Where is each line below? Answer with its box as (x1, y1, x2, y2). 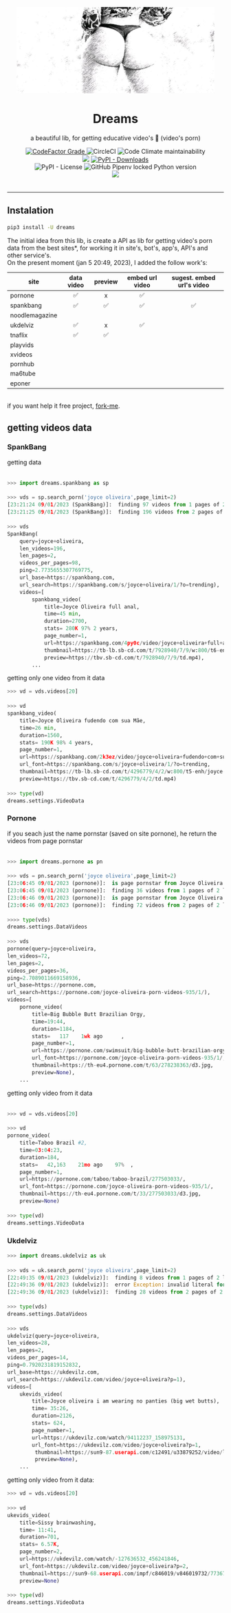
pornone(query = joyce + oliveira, (7, 945, 97, 953)
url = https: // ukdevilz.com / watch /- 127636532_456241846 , (19, 1556, 180, 1563)
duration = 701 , (19, 1534, 60, 1541)
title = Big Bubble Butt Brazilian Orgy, (32, 1011, 146, 1018)
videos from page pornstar (7, 836, 83, 844)
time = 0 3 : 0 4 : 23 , (19, 1147, 63, 1154)
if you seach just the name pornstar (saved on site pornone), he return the (7, 829, 217, 838)
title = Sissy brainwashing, (19, 1519, 97, 1526)
